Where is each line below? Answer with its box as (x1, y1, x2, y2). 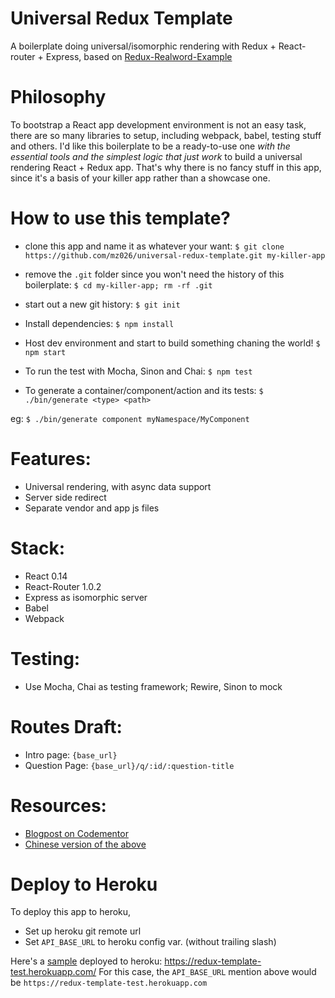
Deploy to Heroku (10, 873, 158, 896)
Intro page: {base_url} (24, 748, 118, 761)
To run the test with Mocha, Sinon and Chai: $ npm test (24, 365, 253, 377)
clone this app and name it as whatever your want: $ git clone (24, 240, 285, 252)
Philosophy (10, 86, 107, 109)
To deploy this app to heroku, (10, 906, 132, 918)
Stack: (10, 537, 66, 559)
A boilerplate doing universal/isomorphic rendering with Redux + (10, 40, 277, 52)
